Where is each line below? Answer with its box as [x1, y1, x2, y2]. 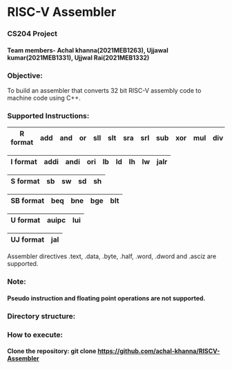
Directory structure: [7, 311, 76, 321]
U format [10, 215, 41, 225]
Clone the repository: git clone [7, 347, 97, 355]
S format [10, 177, 40, 186]
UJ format [10, 235, 45, 244]
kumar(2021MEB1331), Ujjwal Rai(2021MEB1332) [7, 53, 150, 62]
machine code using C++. [7, 94, 81, 102]
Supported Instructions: [7, 111, 90, 120]
